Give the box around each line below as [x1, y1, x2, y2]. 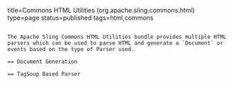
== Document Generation [7, 58, 78, 65]
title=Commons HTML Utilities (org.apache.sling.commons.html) [7, 6, 195, 14]
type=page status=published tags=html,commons [7, 13, 154, 22]
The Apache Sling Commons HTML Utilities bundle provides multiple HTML [7, 33, 227, 40]
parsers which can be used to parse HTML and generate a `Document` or [7, 40, 223, 47]
